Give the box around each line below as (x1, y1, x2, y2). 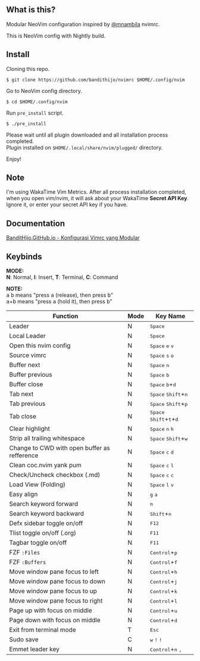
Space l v (149, 482, 174, 488)
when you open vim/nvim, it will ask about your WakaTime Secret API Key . (6, 195, 189, 202)
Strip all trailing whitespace (9, 435, 85, 443)
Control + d (149, 616, 177, 625)
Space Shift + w (149, 435, 188, 443)
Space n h (149, 426, 174, 433)
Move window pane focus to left (9, 567, 99, 576)
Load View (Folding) (9, 480, 65, 489)
